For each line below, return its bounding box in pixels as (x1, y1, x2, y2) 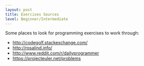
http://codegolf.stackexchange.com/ (12, 40, 88, 46)
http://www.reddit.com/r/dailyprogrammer (12, 50, 99, 56)
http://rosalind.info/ (12, 45, 52, 51)
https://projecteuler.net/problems (12, 56, 81, 62)
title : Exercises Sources (5, 12, 59, 17)
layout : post (5, 7, 32, 12)
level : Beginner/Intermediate (5, 16, 68, 21)
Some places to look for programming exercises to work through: (5, 30, 139, 36)
